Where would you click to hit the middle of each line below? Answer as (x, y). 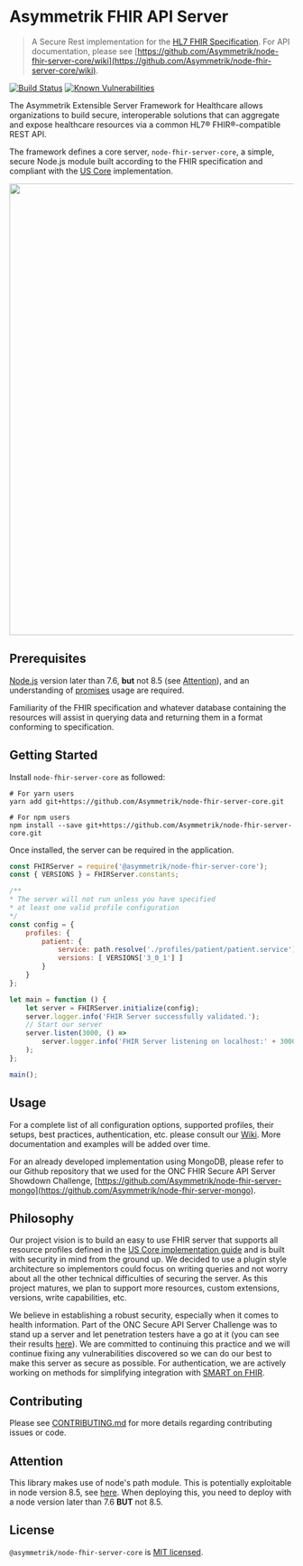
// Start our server (64, 1025)
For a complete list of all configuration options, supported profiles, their (142, 1124)
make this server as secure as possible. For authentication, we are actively (148, 1363)
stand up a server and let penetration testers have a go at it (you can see (144, 1335)
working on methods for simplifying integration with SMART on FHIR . (137, 1373)
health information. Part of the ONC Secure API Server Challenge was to (143, 1325)
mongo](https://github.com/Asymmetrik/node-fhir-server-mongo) (132, 1190)
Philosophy (42, 1218)
